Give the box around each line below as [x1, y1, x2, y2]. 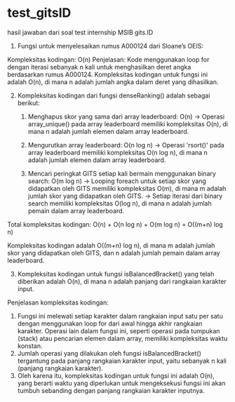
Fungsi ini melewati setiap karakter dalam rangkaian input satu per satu [17, 311, 223, 320]
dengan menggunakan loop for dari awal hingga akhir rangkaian [17, 319, 203, 328]
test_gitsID [7, 5, 72, 21]
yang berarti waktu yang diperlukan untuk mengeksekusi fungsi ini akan [17, 379, 226, 387]
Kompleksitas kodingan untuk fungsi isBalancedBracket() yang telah [17, 269, 215, 278]
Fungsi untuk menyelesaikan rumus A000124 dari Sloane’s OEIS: [17, 41, 204, 50]
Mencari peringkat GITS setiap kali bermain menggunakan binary [27, 169, 216, 177]
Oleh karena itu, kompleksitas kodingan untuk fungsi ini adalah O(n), [17, 371, 215, 380]
